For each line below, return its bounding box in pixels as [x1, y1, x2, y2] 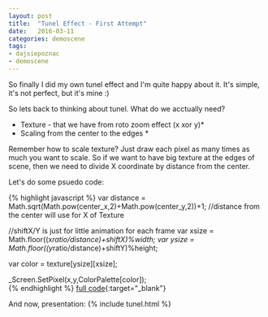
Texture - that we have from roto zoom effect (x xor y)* [19, 119, 205, 129]
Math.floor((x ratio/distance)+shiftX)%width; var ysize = [8, 234, 195, 244]
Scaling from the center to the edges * [19, 128, 149, 138]
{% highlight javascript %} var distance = [8, 193, 146, 202]
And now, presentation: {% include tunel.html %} [8, 298, 172, 309]
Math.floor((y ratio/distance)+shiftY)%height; [8, 243, 158, 253]
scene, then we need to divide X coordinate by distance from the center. [8, 161, 250, 171]
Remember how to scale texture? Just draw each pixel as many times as [8, 144, 250, 154]
